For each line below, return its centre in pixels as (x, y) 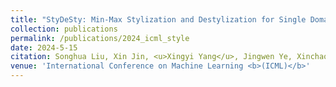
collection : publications (64, 29)
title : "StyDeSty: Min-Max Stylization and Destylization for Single (158, 19)
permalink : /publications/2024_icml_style (100, 38)
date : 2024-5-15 (44, 47)
